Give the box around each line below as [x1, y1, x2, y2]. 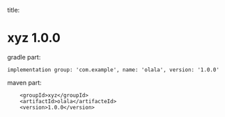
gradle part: [7, 53, 41, 61]
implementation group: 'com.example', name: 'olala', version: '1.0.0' [7, 66, 219, 73]
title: [7, 6, 20, 14]
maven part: [7, 78, 42, 87]
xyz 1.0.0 [7, 30, 61, 46]
